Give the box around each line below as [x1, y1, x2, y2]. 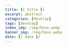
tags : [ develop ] [5, 21, 38, 26]
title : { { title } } [5, 7, 45, 12]
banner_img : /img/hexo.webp [5, 30, 63, 35]
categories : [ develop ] [5, 16, 51, 21]
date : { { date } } [5, 35, 41, 40]
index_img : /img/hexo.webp [5, 25, 60, 30]
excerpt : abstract [5, 12, 43, 17]
